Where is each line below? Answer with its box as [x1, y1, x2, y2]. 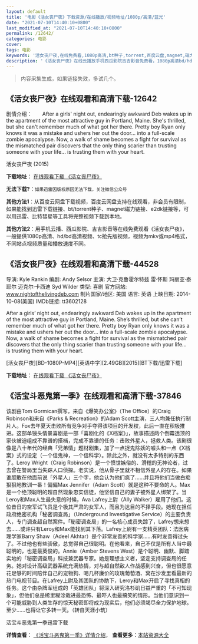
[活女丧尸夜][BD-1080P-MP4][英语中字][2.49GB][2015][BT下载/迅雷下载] [6, 359, 183, 366]
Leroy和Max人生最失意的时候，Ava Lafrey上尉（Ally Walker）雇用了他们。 [6, 496, 187, 503]
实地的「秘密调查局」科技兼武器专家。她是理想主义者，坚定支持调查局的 [6, 554, 181, 562]
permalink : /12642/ [6, 31, 54, 37]
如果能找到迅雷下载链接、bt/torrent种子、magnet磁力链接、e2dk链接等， [6, 206, 184, 213]
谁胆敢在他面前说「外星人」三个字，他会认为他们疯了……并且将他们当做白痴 [6, 474, 191, 481]
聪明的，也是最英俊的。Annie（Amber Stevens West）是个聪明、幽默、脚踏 [6, 547, 190, 554]
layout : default [6, 8, 46, 15]
